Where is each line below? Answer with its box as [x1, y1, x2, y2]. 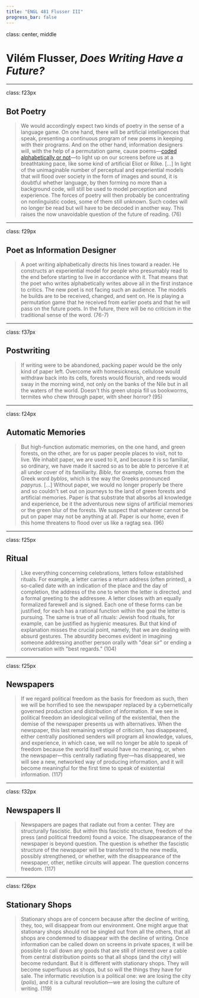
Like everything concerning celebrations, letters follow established [20, 569, 184, 576]
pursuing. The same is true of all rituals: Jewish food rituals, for [20, 613, 175, 620]
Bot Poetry [6, 106, 46, 117]
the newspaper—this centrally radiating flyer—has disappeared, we [20, 752, 185, 759]
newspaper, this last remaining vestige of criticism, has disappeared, [20, 727, 188, 734]
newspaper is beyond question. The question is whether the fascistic [20, 840, 190, 848]
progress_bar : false [6, 14, 57, 20]
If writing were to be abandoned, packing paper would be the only [20, 361, 182, 369]
